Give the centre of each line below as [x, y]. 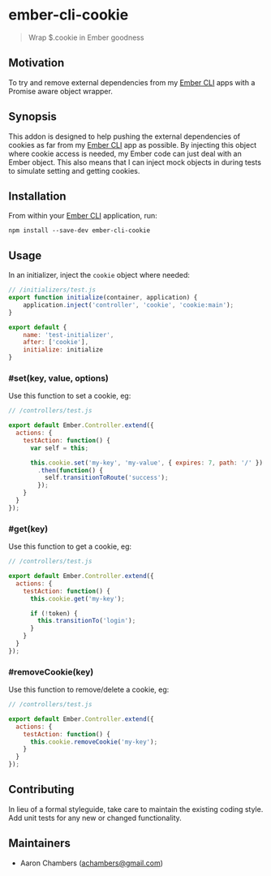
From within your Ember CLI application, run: [83, 216]
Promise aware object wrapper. [61, 91]
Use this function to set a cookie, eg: [70, 396]
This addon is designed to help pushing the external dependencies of [125, 136]
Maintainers [40, 843]
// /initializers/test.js [52, 290]
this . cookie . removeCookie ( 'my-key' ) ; [94, 742]
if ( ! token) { [54, 613]
